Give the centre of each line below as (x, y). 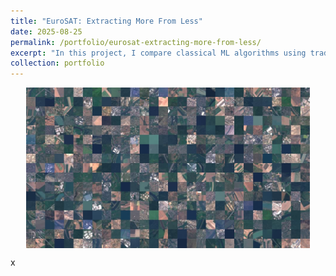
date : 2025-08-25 (46, 31)
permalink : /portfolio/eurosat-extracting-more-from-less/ (136, 42)
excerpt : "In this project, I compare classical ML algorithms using (158, 53)
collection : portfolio (57, 63)
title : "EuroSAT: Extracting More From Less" (106, 21)
